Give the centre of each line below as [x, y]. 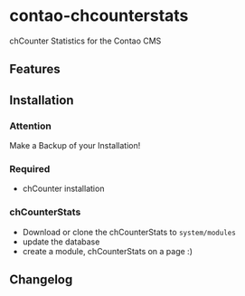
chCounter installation [63, 189]
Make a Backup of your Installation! [75, 146]
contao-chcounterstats [99, 16]
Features [35, 69]
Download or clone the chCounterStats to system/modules [129, 232]
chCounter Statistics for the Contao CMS [85, 41]
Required [30, 168]
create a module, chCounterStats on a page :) [107, 251]
